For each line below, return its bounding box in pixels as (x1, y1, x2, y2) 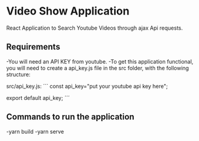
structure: (6, 71, 31, 78)
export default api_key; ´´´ (6, 94, 70, 101)
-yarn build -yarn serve (6, 128, 65, 135)
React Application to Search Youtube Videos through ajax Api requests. (6, 24, 183, 31)
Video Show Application (6, 4, 130, 18)
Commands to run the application (6, 112, 134, 122)
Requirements (6, 42, 60, 52)
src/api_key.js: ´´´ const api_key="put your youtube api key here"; (6, 82, 168, 90)
